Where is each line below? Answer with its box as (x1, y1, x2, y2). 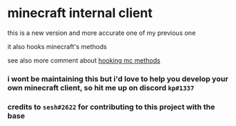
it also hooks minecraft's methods (7, 42, 107, 51)
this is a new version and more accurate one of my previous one (7, 28, 196, 37)
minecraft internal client (7, 5, 153, 21)
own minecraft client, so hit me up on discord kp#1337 (7, 83, 195, 93)
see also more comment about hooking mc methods (7, 56, 160, 65)
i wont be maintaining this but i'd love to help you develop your (7, 73, 229, 83)
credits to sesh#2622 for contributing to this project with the (7, 102, 215, 112)
